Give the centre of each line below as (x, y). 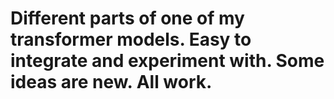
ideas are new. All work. (111, 82)
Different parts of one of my (127, 18)
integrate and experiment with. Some (167, 61)
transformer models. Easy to (131, 39)
